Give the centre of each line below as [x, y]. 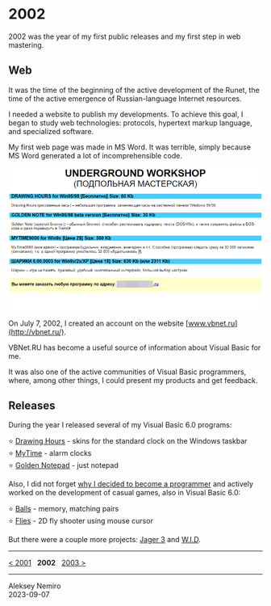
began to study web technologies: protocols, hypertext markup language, [130, 123]
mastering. [26, 44]
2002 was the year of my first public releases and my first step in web [125, 36]
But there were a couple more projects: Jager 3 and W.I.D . [105, 540]
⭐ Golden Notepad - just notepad [63, 465]
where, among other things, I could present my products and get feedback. [133, 380]
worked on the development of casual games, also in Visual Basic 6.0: [125, 493]
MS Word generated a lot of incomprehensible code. [96, 155]
